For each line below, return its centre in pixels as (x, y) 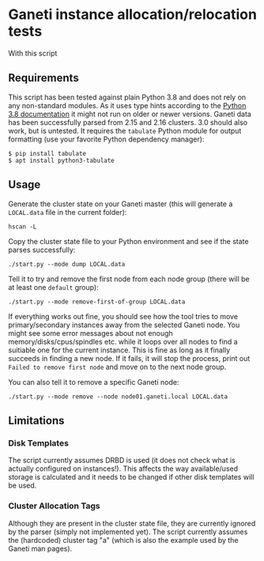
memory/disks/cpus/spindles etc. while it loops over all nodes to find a (123, 341)
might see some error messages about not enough (91, 333)
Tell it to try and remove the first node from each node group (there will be (129, 279)
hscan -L (23, 227)
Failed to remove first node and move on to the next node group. (117, 367)
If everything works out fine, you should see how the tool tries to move (123, 316)
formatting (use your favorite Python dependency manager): (106, 139)
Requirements (43, 78)
